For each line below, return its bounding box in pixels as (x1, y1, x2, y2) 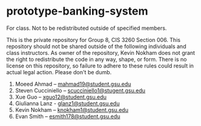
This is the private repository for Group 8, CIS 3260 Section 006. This (6, 36, 181, 43)
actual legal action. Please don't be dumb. (6, 68, 112, 75)
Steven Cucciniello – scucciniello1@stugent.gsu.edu (15, 86, 146, 94)
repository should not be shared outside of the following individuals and (6, 43, 187, 50)
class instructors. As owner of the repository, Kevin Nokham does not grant (6, 49, 196, 56)
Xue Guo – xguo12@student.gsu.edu (15, 93, 107, 100)
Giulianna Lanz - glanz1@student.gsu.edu (15, 99, 120, 107)
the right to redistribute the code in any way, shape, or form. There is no (6, 55, 187, 63)
